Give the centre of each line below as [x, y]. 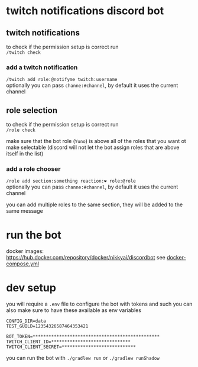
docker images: [25, 251]
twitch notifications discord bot [85, 11]
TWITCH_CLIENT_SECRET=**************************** [71, 347]
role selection [32, 110]
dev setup [31, 288]
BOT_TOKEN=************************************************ [83, 337]
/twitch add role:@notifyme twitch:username [62, 80]
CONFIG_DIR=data [26, 321]
